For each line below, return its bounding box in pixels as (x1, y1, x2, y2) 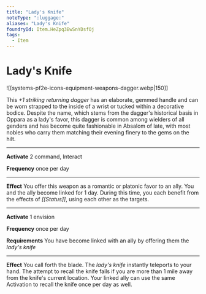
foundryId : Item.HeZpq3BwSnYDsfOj (6, 26, 95, 33)
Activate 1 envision (6, 213, 55, 220)
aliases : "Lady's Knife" (6, 20, 70, 26)
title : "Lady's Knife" (6, 9, 64, 15)
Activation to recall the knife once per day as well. (6, 280, 132, 288)
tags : (6, 32, 20, 38)
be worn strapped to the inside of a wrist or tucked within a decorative (6, 103, 184, 110)
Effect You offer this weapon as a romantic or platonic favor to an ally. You (6, 182, 194, 190)
